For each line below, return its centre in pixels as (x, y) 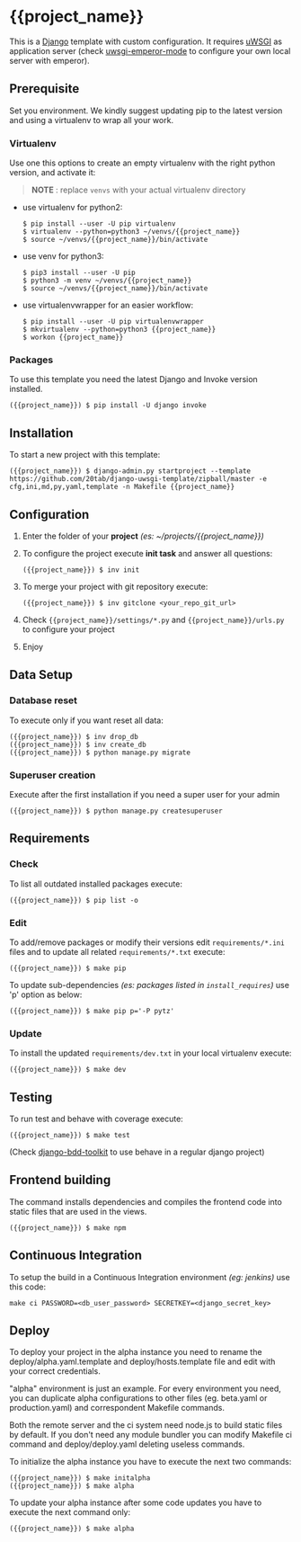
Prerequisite (44, 89)
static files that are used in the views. (78, 1211)
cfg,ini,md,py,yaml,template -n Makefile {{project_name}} (122, 487)
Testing (31, 1097)
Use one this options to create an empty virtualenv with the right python (142, 163)
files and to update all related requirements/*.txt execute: (117, 951)
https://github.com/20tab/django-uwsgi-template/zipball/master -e (138, 479)
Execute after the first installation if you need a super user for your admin (145, 794)
